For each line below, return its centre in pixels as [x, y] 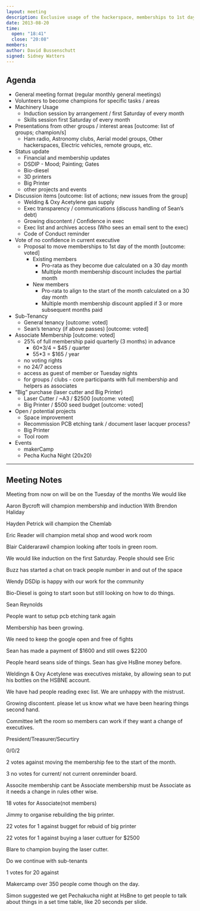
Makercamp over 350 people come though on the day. [73, 884]
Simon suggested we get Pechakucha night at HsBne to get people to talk [96, 895]
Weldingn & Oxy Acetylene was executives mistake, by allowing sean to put [99, 674]
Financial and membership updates [67, 158]
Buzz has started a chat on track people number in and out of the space [94, 570]
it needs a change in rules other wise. [52, 792]
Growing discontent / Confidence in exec [74, 221]
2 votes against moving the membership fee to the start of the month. [91, 762]
